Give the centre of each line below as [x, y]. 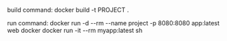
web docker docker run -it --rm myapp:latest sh [75, 30]
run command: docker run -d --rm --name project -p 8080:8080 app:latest [113, 23]
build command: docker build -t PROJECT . [68, 10]
